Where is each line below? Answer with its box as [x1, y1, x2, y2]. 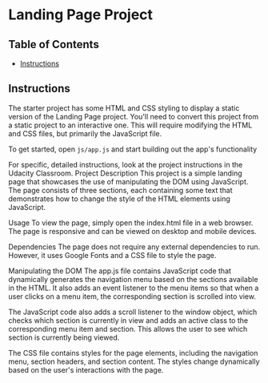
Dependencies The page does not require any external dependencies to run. [8, 242, 261, 252]
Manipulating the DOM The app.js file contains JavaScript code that [8, 266, 232, 276]
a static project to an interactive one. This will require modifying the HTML [8, 120, 253, 130]
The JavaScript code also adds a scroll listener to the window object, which [8, 307, 258, 316]
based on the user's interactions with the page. [8, 365, 164, 374]
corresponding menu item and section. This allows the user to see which [8, 324, 248, 333]
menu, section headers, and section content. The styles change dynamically [8, 357, 260, 366]
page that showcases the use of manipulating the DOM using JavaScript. [8, 176, 249, 186]
